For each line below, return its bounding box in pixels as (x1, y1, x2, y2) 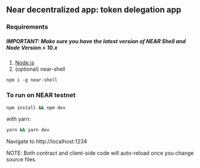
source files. (6, 156, 37, 163)
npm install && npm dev (6, 104, 66, 110)
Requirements (6, 23, 49, 31)
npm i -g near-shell (6, 77, 58, 83)
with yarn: (6, 115, 31, 122)
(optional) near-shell (14, 65, 65, 73)
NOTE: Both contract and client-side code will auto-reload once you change (6, 149, 194, 157)
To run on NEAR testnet (6, 91, 76, 100)
